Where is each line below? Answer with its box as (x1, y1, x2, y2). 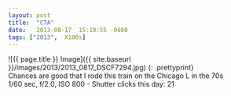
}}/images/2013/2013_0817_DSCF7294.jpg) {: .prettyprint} (8, 63, 194, 73)
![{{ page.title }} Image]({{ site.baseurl (8, 55, 131, 64)
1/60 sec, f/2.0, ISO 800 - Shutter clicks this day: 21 (8, 80, 174, 89)
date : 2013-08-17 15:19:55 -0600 (8, 26, 128, 34)
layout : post (8, 11, 51, 20)
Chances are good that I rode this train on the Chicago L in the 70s (8, 71, 224, 80)
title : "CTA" (8, 19, 55, 27)
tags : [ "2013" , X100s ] (8, 33, 86, 41)
